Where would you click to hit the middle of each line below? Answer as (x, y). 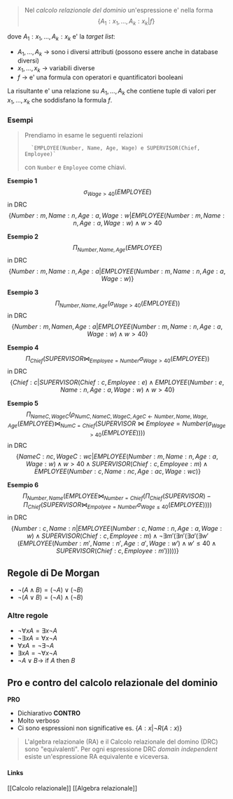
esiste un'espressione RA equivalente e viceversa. (97, 757)
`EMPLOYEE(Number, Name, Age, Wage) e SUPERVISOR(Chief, (116, 148)
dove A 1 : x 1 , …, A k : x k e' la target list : (61, 37)
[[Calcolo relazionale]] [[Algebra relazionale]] (72, 788)
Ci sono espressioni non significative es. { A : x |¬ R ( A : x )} (100, 728)
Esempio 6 (23, 484)
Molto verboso (38, 721)
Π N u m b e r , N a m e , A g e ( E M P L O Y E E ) (118, 248)
